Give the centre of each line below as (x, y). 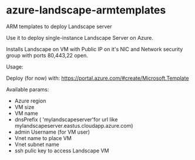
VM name (26, 113)
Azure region (30, 101)
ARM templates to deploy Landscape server (59, 26)
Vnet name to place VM (43, 138)
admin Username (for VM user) (52, 132)
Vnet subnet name (37, 144)
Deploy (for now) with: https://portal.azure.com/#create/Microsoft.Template (97, 78)
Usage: (15, 67)
